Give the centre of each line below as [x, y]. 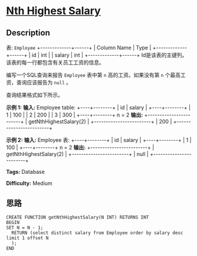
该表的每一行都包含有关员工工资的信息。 [55, 62]
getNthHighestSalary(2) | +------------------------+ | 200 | [100, 121]
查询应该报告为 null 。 [44, 82]
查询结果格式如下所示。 [35, 95]
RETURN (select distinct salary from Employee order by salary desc [97, 233]
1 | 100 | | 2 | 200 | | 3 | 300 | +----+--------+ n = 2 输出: [75, 115]
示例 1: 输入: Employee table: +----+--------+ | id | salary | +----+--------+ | [98, 107]
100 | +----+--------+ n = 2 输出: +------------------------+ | [80, 147]
